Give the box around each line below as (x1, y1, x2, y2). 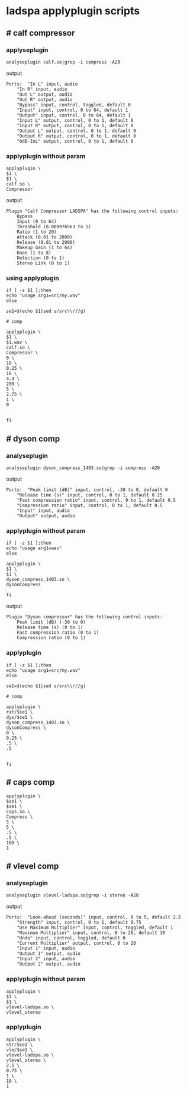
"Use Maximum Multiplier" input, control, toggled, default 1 (17, 925, 173, 931)
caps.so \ (6, 809, 31, 815)
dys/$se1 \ (6, 714, 33, 720)
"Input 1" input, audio (17, 945, 76, 952)
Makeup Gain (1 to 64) (17, 245, 73, 251)
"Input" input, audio (17, 508, 70, 514)
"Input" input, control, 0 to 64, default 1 (17, 107, 128, 113)
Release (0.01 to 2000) (17, 240, 76, 246)
